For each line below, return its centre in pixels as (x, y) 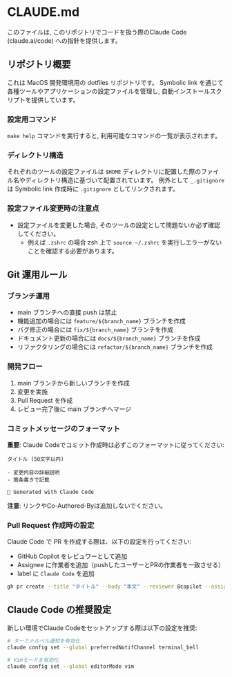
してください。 (38, 233)
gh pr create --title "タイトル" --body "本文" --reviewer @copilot (105, 587)
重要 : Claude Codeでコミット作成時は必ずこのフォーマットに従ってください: (116, 445)
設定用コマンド (32, 120)
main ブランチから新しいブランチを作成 (73, 383)
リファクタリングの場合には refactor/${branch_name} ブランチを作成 (115, 347)
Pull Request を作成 (45, 400)
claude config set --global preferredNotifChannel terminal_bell (103, 647)
